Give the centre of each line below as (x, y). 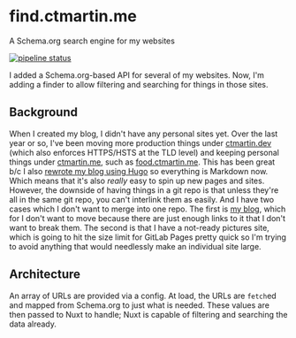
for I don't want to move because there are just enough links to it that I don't (147, 218)
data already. (33, 324)
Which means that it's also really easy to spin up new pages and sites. (137, 181)
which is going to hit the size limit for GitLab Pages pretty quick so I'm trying (148, 237)
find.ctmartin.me (73, 16)
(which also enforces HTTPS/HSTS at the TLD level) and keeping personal (144, 152)
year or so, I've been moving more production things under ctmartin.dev (140, 142)
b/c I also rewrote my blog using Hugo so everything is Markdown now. (139, 171)
